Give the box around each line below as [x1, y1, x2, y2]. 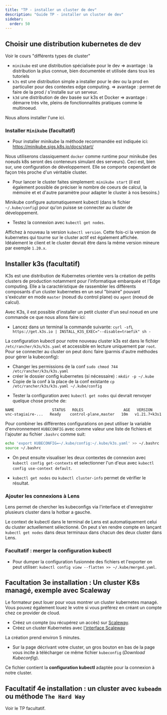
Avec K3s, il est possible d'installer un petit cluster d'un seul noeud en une [5, 309, 158, 315]
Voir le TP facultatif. [5, 706, 46, 712]
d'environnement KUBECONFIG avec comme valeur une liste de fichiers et [5, 426, 152, 432]
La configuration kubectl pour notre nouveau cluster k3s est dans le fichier [5, 338, 159, 344]
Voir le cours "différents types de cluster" [5, 53, 91, 59]
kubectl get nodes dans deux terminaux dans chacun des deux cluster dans [5, 529, 162, 535]
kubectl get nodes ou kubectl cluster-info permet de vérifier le [12, 475, 146, 480]
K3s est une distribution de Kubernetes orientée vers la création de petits [5, 273, 156, 279]
